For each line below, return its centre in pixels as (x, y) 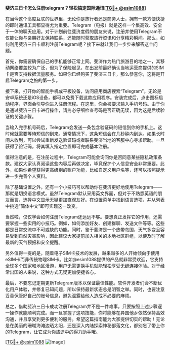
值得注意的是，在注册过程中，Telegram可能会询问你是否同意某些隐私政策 (81, 157)
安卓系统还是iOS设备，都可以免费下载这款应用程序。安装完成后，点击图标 (82, 98)
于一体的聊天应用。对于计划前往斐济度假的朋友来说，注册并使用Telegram (81, 31)
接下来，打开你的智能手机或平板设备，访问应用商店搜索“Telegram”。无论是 (83, 91)
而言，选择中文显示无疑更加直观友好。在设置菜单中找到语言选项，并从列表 (87, 200)
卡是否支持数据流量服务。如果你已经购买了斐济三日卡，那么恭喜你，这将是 (83, 74)
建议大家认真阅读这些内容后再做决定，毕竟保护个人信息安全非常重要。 (87, 164)
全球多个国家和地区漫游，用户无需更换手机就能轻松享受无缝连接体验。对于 (83, 266)
